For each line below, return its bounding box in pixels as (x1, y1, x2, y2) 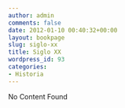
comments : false (8, 19, 61, 27)
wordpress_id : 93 (8, 56, 65, 64)
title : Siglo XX (8, 48, 61, 56)
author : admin (8, 11, 55, 20)
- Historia (8, 70, 44, 78)
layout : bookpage (8, 33, 65, 42)
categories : (8, 63, 47, 71)
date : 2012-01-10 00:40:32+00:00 (8, 26, 118, 34)
